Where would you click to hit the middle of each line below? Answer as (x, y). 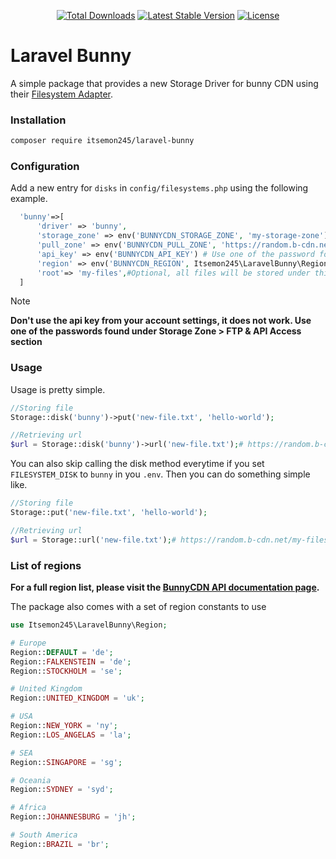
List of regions (46, 565)
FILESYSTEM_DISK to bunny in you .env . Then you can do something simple (160, 474)
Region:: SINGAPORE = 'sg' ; (66, 762)
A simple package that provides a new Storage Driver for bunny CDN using (164, 83)
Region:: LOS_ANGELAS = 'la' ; (71, 735)
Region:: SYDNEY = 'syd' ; (62, 790)
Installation (38, 120)
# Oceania (31, 780)
